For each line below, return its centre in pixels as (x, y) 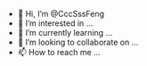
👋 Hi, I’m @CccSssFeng (61, 14)
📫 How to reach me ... (59, 52)
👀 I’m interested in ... (55, 23)
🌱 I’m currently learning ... (65, 33)
